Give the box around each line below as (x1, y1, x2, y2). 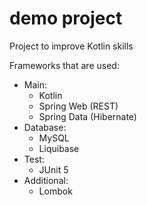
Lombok (38, 185, 73, 197)
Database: (23, 121, 67, 133)
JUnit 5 (38, 163, 69, 176)
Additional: (23, 174, 69, 186)
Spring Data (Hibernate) (38, 110, 137, 122)
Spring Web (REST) (38, 100, 119, 112)
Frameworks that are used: (9, 59, 120, 71)
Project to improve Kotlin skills (9, 40, 134, 52)
